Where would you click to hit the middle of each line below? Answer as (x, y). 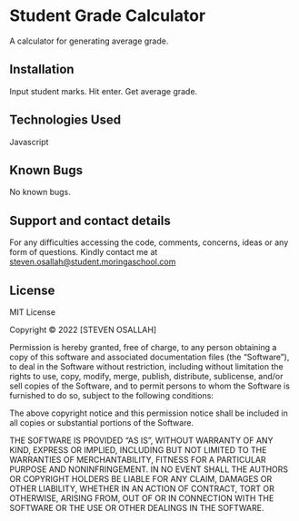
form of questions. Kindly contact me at (84, 252)
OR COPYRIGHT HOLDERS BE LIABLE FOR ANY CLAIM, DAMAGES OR (141, 479)
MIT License (33, 312)
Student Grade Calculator (108, 16)
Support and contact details (90, 220)
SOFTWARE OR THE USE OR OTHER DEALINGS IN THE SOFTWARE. (137, 508)
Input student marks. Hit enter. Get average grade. (104, 91)
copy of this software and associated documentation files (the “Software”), (149, 357)
